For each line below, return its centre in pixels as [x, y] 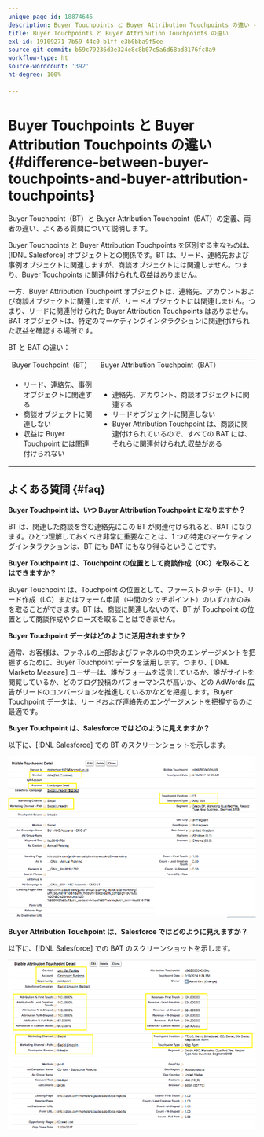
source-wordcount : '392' [49, 67]
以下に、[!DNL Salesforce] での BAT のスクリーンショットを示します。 [121, 948]
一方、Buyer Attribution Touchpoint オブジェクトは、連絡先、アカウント [125, 291]
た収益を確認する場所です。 [53, 330]
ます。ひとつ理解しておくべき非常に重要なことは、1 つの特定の [110, 536]
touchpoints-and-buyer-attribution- [128, 179]
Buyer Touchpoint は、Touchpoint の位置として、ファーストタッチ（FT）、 [128, 589]
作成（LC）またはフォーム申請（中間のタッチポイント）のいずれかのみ [136, 599]
